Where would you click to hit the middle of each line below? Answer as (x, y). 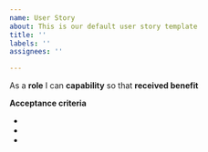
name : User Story (42, 18)
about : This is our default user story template (104, 26)
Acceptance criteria (48, 103)
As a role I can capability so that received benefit (104, 86)
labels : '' (30, 43)
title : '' (28, 35)
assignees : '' (36, 52)
